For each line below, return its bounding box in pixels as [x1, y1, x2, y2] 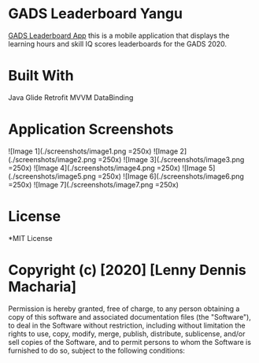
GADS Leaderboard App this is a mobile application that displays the [8, 31, 230, 40]
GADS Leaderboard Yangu [8, 5, 183, 23]
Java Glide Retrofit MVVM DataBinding [8, 92, 134, 102]
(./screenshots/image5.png [8, 171, 96, 181]
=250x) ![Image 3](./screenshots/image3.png [98, 154, 245, 164]
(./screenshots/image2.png [8, 154, 97, 164]
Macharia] [8, 277, 77, 295]
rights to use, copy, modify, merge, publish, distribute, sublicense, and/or [8, 328, 246, 339]
